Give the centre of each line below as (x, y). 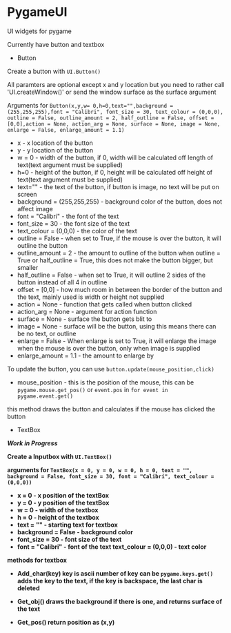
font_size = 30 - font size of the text (69, 539)
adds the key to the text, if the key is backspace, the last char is (110, 581)
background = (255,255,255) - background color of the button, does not (120, 202)
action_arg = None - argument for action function (87, 311)
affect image (35, 208)
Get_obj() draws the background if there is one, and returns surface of (120, 601)
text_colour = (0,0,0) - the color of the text (77, 231)
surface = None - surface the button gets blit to (84, 319)
